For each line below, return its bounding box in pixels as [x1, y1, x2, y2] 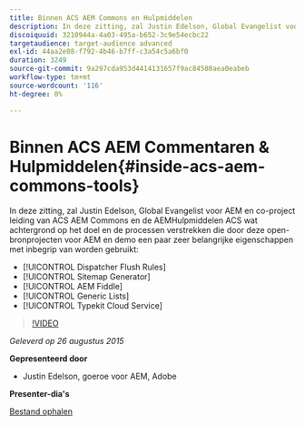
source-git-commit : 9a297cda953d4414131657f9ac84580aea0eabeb [9, 65, 250, 74]
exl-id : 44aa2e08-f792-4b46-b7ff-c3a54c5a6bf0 [9, 47, 189, 56]
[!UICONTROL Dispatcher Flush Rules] [22, 261, 166, 273]
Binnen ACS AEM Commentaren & [9, 137, 270, 157]
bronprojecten [9, 234, 63, 246]
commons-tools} [9, 175, 140, 196]
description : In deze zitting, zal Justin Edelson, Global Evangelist [9, 22, 282, 31]
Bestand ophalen [9, 406, 73, 417]
